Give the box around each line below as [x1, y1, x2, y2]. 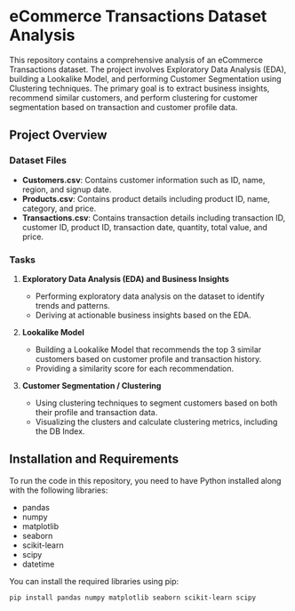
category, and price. [21, 203, 97, 213]
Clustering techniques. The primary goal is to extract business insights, [9, 83, 270, 93]
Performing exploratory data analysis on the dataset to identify [35, 291, 265, 301]
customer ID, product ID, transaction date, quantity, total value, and [21, 221, 268, 232]
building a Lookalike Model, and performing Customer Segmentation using [9, 73, 282, 84]
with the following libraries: [9, 485, 108, 495]
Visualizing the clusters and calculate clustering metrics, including [35, 416, 278, 427]
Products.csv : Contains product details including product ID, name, [21, 193, 270, 204]
